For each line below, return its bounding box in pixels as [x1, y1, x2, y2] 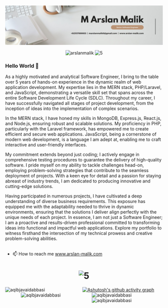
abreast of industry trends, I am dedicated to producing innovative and [5, 178, 151, 184]
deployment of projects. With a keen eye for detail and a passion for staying [5, 173, 161, 179]
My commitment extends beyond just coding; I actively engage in [5, 151, 140, 157]
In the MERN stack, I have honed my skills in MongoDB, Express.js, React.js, [5, 115, 161, 121]
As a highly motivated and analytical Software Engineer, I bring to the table [5, 73, 159, 80]
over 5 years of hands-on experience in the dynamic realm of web [5, 79, 141, 85]
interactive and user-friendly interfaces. [5, 142, 87, 148]
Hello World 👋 [5, 62, 39, 69]
